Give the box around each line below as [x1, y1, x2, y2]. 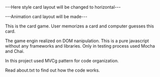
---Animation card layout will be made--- [5, 14, 88, 19]
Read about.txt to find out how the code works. [5, 67, 100, 73]
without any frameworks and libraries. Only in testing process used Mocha [5, 43, 155, 49]
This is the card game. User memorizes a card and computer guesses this [5, 23, 154, 29]
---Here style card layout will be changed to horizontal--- [5, 4, 121, 10]
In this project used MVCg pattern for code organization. [5, 58, 119, 63]
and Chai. [5, 49, 24, 54]
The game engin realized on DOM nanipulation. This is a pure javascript [5, 38, 149, 44]
